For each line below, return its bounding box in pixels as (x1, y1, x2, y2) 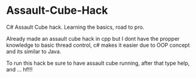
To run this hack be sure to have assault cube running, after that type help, (6, 59, 190, 67)
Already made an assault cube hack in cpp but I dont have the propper (6, 35, 180, 42)
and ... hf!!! (6, 65, 33, 73)
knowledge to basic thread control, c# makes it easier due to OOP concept (6, 41, 190, 49)
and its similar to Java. (6, 47, 62, 55)
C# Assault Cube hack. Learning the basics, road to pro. (6, 23, 145, 31)
